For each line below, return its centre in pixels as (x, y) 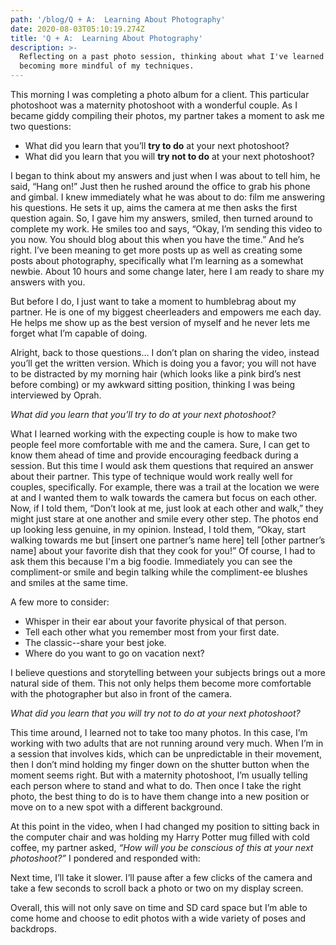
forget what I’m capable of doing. (79, 333)
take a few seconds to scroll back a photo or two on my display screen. (157, 888)
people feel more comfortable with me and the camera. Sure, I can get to (160, 444)
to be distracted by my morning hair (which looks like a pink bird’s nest (156, 374)
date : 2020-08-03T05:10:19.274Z (77, 29)
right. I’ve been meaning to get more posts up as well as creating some (156, 250)
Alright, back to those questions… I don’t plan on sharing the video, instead (165, 352)
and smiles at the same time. (69, 582)
